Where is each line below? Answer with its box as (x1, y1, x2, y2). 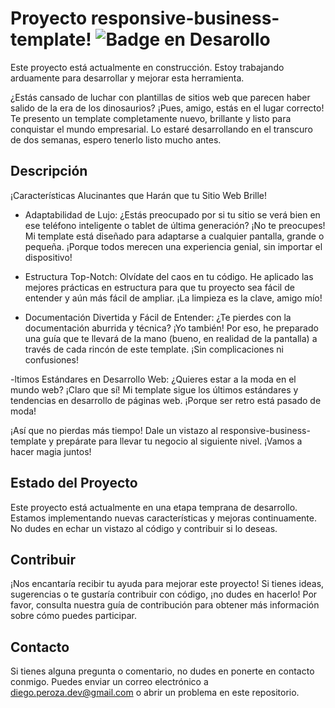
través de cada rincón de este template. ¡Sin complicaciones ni (24, 343, 284, 355)
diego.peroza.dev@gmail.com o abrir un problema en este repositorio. (10, 687, 300, 699)
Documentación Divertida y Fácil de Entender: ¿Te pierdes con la (24, 311, 292, 323)
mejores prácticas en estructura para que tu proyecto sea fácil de (24, 281, 295, 293)
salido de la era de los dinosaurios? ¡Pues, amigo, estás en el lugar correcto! (10, 102, 325, 114)
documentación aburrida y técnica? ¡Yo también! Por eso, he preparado (24, 322, 319, 334)
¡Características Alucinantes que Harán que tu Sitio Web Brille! (10, 189, 268, 201)
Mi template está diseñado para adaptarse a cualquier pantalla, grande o (24, 230, 325, 242)
